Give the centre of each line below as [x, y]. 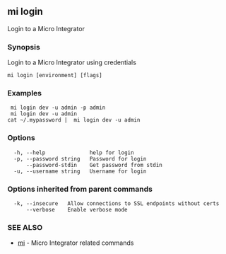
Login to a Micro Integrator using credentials [72, 62]
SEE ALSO [25, 227]
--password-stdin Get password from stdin [94, 165]
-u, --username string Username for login [80, 171]
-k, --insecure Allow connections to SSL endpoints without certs [117, 204]
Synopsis [24, 47]
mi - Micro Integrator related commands [76, 243]
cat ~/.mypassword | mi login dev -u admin [74, 120]
